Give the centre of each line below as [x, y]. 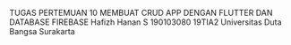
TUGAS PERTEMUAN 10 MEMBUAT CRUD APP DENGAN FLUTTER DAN [141, 13]
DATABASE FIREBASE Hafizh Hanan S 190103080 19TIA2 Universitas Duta [145, 22]
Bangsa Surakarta [43, 31]
